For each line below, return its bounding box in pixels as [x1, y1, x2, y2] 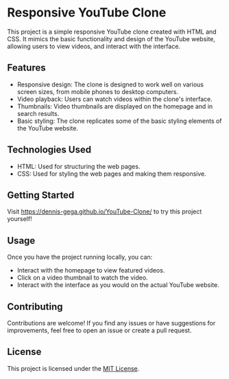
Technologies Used [7, 144, 91, 156]
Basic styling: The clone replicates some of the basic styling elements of [16, 117, 222, 125]
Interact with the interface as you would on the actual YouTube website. [16, 281, 219, 289]
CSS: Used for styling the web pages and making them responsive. [16, 170, 207, 178]
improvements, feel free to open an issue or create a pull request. [7, 326, 192, 334]
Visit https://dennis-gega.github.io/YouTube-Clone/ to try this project [7, 207, 202, 216]
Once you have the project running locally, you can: [7, 253, 153, 262]
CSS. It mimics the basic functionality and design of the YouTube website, [7, 34, 216, 43]
